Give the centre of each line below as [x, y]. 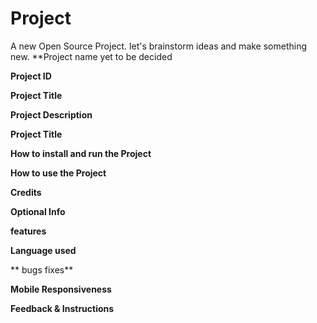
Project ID [31, 76]
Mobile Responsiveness [61, 289]
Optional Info [38, 211]
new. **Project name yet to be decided [91, 56]
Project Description [51, 114]
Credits [26, 192]
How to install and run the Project [81, 153]
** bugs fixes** [42, 269]
